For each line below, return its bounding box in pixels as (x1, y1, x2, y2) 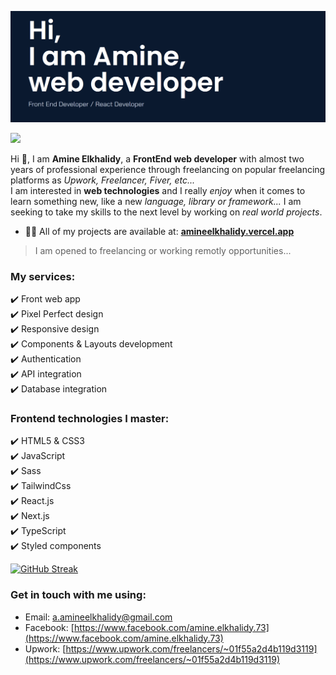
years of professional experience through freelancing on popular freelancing (10, 163, 326, 175)
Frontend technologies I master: (10, 411, 170, 425)
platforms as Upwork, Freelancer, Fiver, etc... (10, 174, 195, 186)
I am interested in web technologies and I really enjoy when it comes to (10, 184, 306, 196)
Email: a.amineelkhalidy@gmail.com (24, 611, 173, 623)
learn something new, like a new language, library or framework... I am (10, 195, 302, 207)
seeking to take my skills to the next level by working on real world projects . (10, 206, 323, 218)
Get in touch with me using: (10, 588, 147, 602)
